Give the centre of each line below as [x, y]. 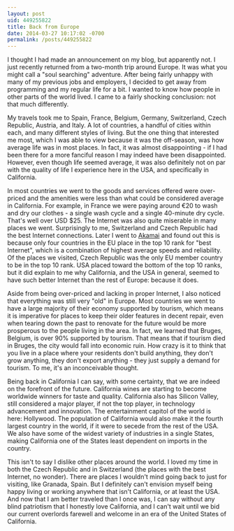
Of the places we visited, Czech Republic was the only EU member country [115, 258]
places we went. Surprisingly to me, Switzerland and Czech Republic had [112, 228]
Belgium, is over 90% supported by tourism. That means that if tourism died [116, 338]
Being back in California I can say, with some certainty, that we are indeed [114, 381]
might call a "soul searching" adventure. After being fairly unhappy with [110, 75]
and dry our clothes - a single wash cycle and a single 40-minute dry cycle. [116, 213]
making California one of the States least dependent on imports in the [107, 441]
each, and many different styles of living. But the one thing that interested [113, 133]
